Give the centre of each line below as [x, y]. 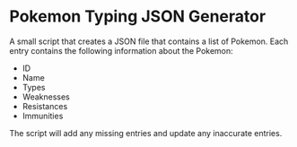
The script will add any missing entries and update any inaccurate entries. [146, 133]
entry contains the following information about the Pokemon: [121, 50]
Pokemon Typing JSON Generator [138, 17]
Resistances [45, 106]
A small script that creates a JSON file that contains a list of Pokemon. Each [149, 41]
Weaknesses [46, 97]
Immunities [43, 116]
